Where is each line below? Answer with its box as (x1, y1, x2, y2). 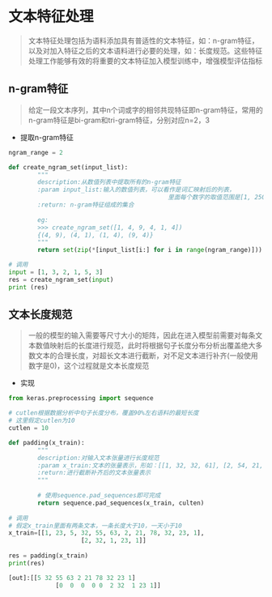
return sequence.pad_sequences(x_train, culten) (37, 499, 205, 507)
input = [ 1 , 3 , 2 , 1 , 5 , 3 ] (8, 268, 104, 276)
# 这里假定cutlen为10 (8, 416, 75, 425)
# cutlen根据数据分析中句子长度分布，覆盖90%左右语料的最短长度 (8, 409, 200, 417)
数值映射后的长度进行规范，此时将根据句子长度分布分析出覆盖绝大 (35, 341, 256, 351)
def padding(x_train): (8, 438, 85, 446)
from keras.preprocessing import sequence (8, 394, 154, 403)
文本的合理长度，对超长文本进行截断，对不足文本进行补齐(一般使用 (35, 351, 258, 360)
